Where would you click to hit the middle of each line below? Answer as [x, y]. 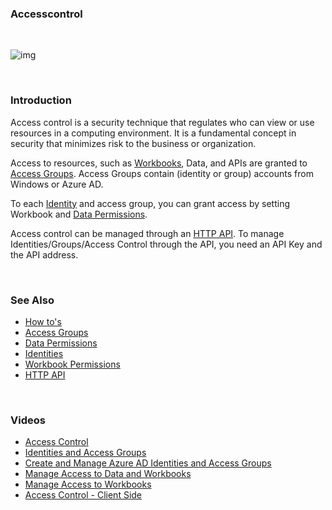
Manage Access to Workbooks [88, 484]
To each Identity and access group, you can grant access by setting [150, 203]
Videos [28, 420]
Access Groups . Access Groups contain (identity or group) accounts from [162, 173]
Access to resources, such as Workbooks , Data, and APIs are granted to [159, 163]
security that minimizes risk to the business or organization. [133, 143]
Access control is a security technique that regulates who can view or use [162, 122]
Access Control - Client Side [83, 495]
